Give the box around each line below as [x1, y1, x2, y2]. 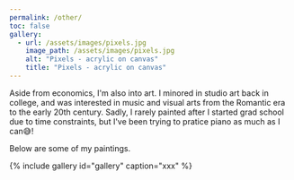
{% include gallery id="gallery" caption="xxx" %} [9, 160, 193, 171]
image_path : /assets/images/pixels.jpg [25, 47, 175, 56]
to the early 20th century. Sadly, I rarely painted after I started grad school [9, 107, 285, 117]
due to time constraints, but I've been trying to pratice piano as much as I [9, 116, 281, 126]
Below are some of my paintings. [9, 142, 131, 153]
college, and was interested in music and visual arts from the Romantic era [9, 97, 286, 107]
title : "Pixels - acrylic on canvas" [25, 64, 167, 73]
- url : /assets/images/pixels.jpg [17, 38, 147, 47]
